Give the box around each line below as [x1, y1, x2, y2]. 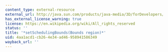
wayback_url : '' [5, 40, 39, 45]
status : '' [5, 26, 28, 31]
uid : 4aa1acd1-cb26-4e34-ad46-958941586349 [5, 35, 97, 40]
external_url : [5, 12, 35, 17]
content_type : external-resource [5, 7, 75, 12]
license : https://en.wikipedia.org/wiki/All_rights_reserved [5, 21, 135, 26]
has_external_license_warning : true [5, 16, 81, 21]
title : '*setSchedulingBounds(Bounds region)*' [5, 30, 106, 35]
